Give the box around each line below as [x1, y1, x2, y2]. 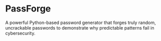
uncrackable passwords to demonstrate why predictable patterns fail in [5, 24, 154, 30]
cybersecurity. [5, 30, 36, 36]
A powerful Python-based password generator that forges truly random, [5, 19, 156, 25]
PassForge [5, 3, 51, 14]
